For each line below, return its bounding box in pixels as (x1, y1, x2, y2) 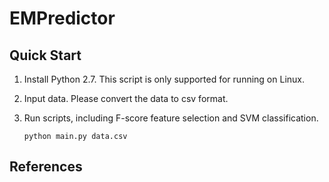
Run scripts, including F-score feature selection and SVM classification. (23, 112, 319, 124)
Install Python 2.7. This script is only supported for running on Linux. (23, 73, 305, 85)
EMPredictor (9, 7, 116, 30)
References (9, 158, 83, 176)
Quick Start (9, 47, 82, 64)
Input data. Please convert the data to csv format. (23, 93, 229, 104)
